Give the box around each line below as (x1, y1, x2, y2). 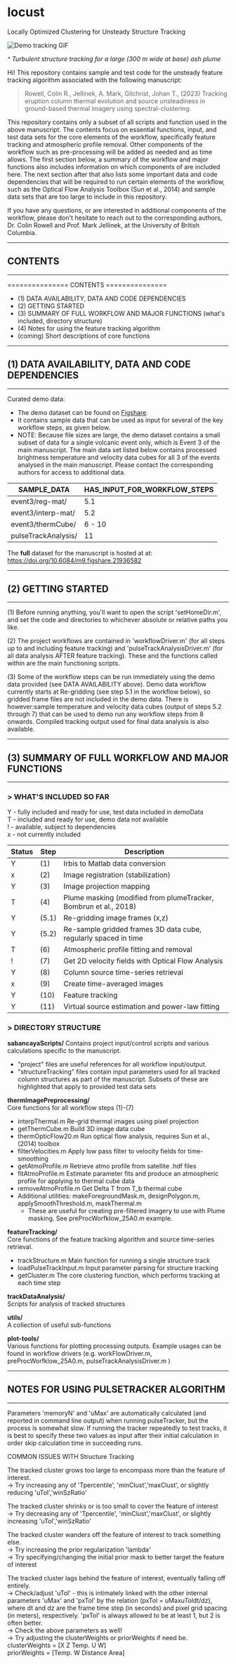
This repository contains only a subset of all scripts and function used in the (7, 117, 227, 126)
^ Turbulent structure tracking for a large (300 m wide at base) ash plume (7, 54, 221, 63)
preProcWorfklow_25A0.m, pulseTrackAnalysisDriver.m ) (7, 1356, 171, 1365)
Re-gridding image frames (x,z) (63, 913, 169, 923)
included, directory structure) (17, 317, 103, 325)
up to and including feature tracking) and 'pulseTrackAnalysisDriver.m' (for (7, 644, 223, 653)
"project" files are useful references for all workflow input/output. (17, 1059, 207, 1068)
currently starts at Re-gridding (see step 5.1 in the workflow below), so (7, 687, 211, 696)
